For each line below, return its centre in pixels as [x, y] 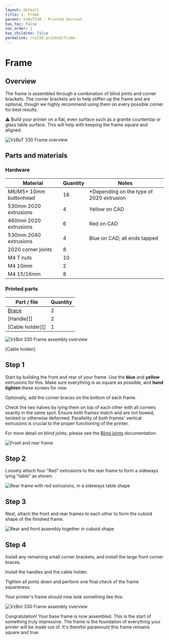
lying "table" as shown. [29, 476]
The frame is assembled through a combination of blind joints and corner [81, 93]
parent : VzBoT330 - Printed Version [44, 19]
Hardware [18, 170]
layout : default [22, 10]
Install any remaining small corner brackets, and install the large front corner [84, 557]
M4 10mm [20, 266]
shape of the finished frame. [35, 519]
